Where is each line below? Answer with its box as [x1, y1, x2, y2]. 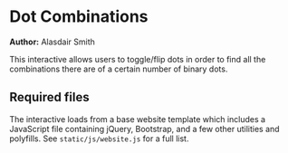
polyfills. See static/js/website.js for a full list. [9, 133, 189, 144]
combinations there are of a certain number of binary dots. [9, 63, 228, 74]
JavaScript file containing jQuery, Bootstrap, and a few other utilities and [9, 123, 280, 134]
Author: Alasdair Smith [9, 36, 95, 47]
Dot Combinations [9, 6, 149, 27]
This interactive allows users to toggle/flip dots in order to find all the [9, 53, 266, 64]
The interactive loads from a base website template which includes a [9, 113, 265, 124]
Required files [9, 90, 90, 105]
